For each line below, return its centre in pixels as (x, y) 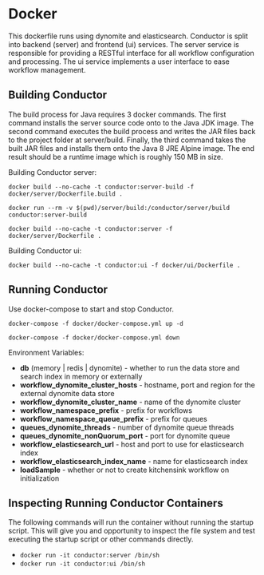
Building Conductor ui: (45, 250)
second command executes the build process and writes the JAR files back (132, 131)
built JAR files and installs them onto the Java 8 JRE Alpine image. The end (132, 148)
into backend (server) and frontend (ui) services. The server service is (124, 44)
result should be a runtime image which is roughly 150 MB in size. (116, 157)
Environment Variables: (46, 352)
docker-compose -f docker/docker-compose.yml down (94, 337)
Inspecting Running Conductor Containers (116, 503)
